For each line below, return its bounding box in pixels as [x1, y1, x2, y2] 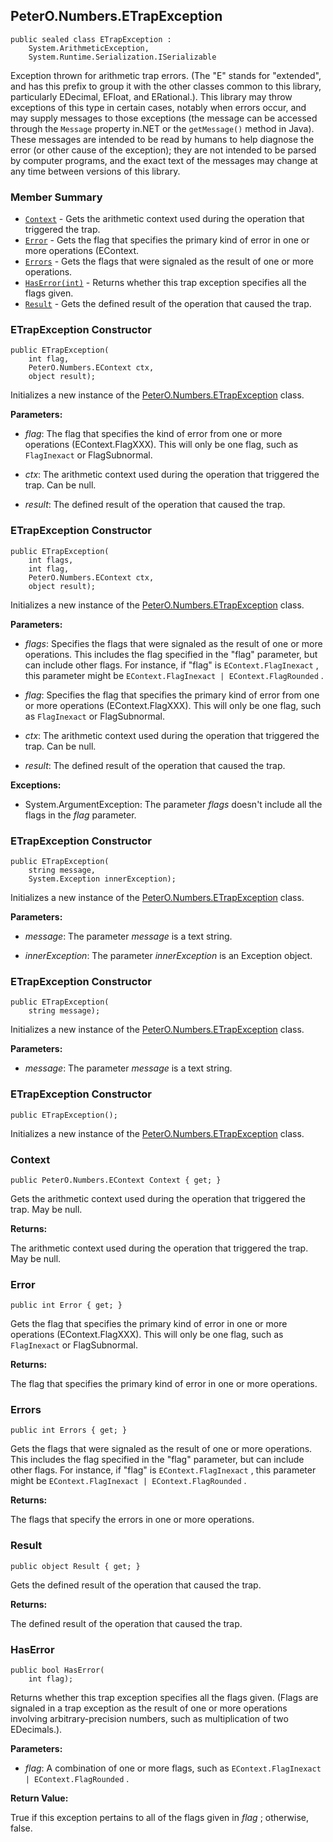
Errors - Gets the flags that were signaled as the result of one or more [24, 255, 314, 268]
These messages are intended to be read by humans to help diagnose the [10, 133, 315, 145]
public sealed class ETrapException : [10, 34, 172, 44]
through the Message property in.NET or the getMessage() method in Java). [10, 122, 315, 134]
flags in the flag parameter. [24, 809, 137, 821]
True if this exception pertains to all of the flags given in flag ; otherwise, [10, 1812, 310, 1824]
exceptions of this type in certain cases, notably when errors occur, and [10, 101, 307, 113]
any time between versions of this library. [10, 165, 181, 177]
